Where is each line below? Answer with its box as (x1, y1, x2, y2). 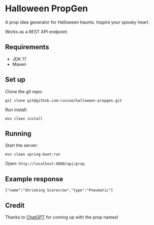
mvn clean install (5, 116, 43, 121)
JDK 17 (12, 56, 27, 62)
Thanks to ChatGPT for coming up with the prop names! (5, 214, 119, 220)
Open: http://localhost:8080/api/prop (5, 161, 85, 167)
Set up (5, 76, 26, 84)
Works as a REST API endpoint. (5, 28, 68, 34)
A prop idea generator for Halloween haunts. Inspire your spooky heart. (5, 19, 150, 25)
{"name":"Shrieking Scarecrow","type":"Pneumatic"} (5, 188, 113, 193)
